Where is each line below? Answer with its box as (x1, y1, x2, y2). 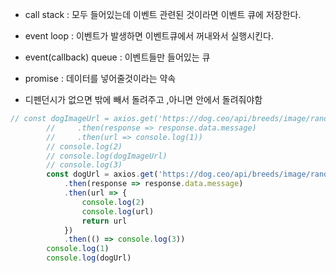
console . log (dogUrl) (46, 253, 132, 263)
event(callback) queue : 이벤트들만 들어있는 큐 (24, 51, 211, 63)
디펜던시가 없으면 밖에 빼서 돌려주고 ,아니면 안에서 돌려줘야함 (24, 94, 263, 105)
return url (81, 216, 128, 226)
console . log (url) (81, 206, 155, 217)
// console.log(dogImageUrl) (46, 151, 168, 161)
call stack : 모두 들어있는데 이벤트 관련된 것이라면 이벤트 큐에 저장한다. (24, 9, 302, 20)
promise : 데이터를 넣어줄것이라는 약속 (24, 73, 177, 84)
